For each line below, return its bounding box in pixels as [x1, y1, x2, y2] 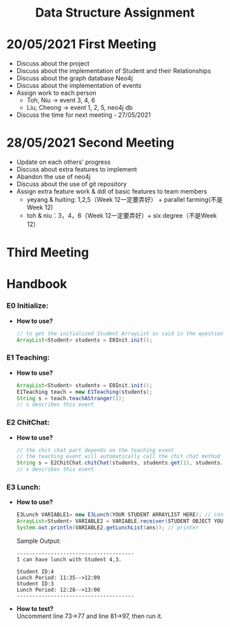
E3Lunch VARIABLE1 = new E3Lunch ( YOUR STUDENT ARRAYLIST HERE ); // [16, 512, 211, 518]
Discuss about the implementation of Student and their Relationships [16, 67, 211, 75]
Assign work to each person [16, 88, 97, 97]
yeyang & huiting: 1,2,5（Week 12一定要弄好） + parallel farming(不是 [26, 196, 223, 204]
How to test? [16, 605, 54, 612]
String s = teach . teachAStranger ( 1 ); [16, 395, 125, 402]
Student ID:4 [16, 568, 54, 575]
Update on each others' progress [16, 158, 111, 167]
